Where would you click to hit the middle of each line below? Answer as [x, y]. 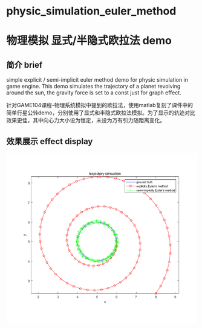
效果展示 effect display [50, 141]
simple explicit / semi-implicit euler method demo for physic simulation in [97, 80]
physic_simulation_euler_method [91, 11]
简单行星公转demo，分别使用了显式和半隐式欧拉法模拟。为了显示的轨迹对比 [101, 113]
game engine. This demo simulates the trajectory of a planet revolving [93, 87]
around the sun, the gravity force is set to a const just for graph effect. [94, 93]
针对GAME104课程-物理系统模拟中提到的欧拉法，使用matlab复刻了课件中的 [100, 105]
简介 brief [24, 65]
